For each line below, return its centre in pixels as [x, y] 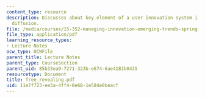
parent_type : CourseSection [42, 63]
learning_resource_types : [39, 40]
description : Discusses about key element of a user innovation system [99, 18]
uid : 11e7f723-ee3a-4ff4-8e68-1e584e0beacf [63, 86]
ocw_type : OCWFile [30, 52]
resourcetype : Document [37, 74]
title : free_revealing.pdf [41, 80]
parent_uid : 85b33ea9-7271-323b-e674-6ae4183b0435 [72, 68]
